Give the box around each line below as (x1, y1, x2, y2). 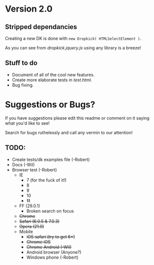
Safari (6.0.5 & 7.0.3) (19, 218, 60, 224)
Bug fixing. (12, 82, 34, 88)
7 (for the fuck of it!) (26, 177, 67, 183)
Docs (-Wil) (12, 161, 35, 168)
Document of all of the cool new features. (12, 72, 95, 78)
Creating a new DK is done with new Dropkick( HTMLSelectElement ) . (5, 35, 141, 41)
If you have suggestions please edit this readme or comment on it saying (5, 115, 150, 121)
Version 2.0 (5, 3, 53, 15)
